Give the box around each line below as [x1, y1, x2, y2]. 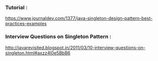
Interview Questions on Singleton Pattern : [5, 33, 112, 40]
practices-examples [5, 20, 47, 26]
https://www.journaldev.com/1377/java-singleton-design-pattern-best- [5, 15, 153, 21]
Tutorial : [5, 4, 28, 11]
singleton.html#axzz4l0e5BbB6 [5, 49, 71, 56]
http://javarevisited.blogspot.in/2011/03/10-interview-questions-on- [5, 44, 145, 50]
